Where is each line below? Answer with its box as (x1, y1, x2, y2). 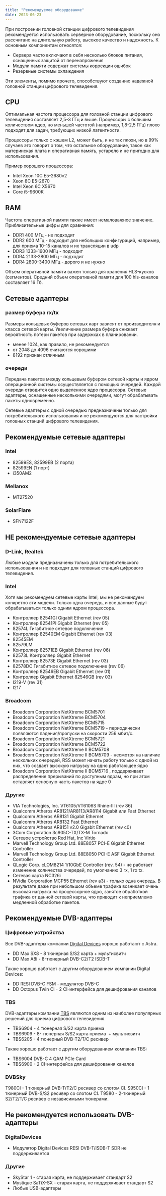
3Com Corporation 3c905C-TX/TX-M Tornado (12, 829, 109, 835)
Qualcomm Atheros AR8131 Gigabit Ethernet (12, 813, 104, 819)
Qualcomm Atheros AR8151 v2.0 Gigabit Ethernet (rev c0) (12, 824, 132, 830)
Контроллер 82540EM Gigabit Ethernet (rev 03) (12, 631, 113, 637)
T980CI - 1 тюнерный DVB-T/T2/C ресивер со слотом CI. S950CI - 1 (5, 1085, 149, 1091)
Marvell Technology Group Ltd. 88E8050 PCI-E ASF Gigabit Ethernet (12, 851, 155, 857)
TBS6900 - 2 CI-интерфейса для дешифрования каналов (12, 1061, 134, 1067)
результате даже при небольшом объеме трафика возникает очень (12, 883, 158, 889)
